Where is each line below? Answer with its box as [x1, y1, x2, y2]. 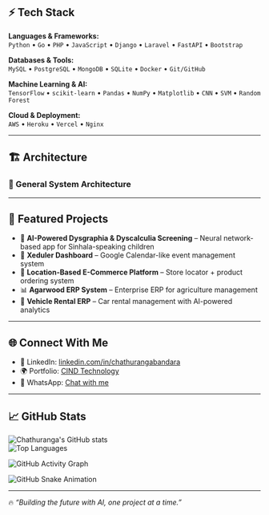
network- [223, 233, 254, 243]
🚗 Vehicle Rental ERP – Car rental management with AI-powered [19, 297, 233, 306]
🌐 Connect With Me [8, 335, 109, 350]
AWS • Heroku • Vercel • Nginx [8, 119, 104, 128]
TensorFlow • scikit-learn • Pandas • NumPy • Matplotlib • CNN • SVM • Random [8, 87, 262, 97]
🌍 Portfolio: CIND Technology [19, 367, 120, 376]
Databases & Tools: [8, 55, 74, 65]
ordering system [19, 276, 74, 286]
